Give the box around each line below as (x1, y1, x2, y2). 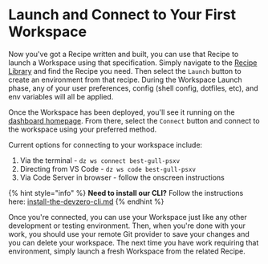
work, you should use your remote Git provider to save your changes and (8, 229, 250, 238)
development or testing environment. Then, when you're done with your (8, 221, 246, 230)
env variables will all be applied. (8, 91, 114, 101)
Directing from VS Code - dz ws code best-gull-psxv (19, 164, 197, 173)
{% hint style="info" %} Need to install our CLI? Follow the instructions (8, 188, 244, 197)
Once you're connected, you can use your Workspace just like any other (8, 212, 247, 221)
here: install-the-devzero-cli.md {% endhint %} (8, 197, 164, 206)
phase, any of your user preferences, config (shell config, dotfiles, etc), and (8, 83, 258, 93)
